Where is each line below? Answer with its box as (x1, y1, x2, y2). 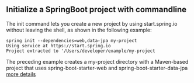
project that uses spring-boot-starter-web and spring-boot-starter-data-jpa (6, 64, 188, 71)
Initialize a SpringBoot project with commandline (6, 5, 187, 15)
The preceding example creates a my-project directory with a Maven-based (6, 58, 189, 65)
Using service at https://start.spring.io (6, 43, 111, 49)
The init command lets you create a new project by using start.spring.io (6, 20, 178, 27)
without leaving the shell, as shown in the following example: (6, 26, 152, 33)
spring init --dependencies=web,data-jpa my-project (6, 37, 137, 43)
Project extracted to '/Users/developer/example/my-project (6, 48, 156, 54)
